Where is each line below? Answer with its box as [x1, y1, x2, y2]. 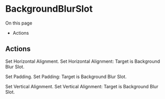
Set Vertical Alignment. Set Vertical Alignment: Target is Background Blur [5, 83, 158, 89]
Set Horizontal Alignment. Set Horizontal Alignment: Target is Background [5, 58, 160, 64]
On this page [5, 20, 32, 26]
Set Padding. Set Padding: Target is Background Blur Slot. [5, 73, 127, 80]
